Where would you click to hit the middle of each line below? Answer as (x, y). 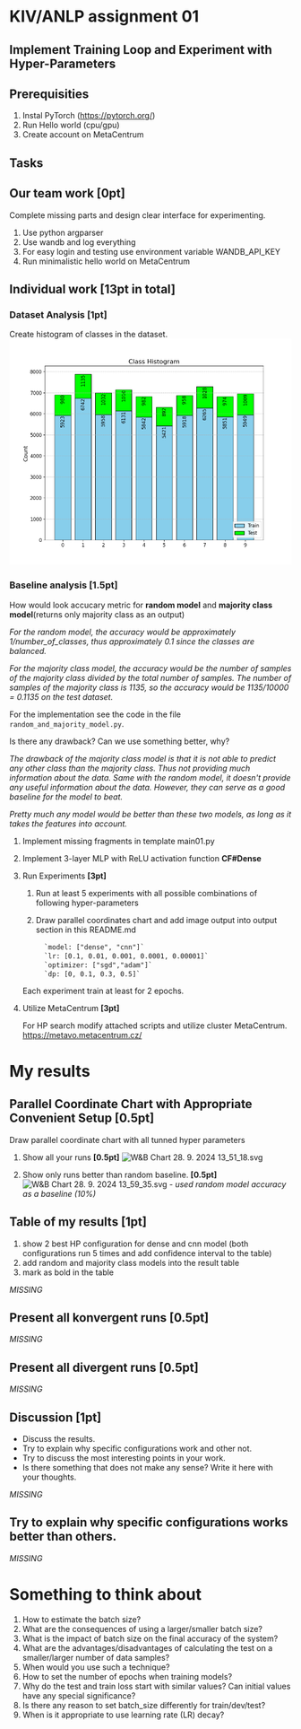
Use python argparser (63, 232)
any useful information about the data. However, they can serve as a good (147, 787)
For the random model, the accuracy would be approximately (122, 632)
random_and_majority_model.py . (67, 723)
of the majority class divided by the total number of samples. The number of (150, 677)
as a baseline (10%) (59, 1193)
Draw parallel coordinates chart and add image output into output (156, 920)
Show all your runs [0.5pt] (71, 1157)
